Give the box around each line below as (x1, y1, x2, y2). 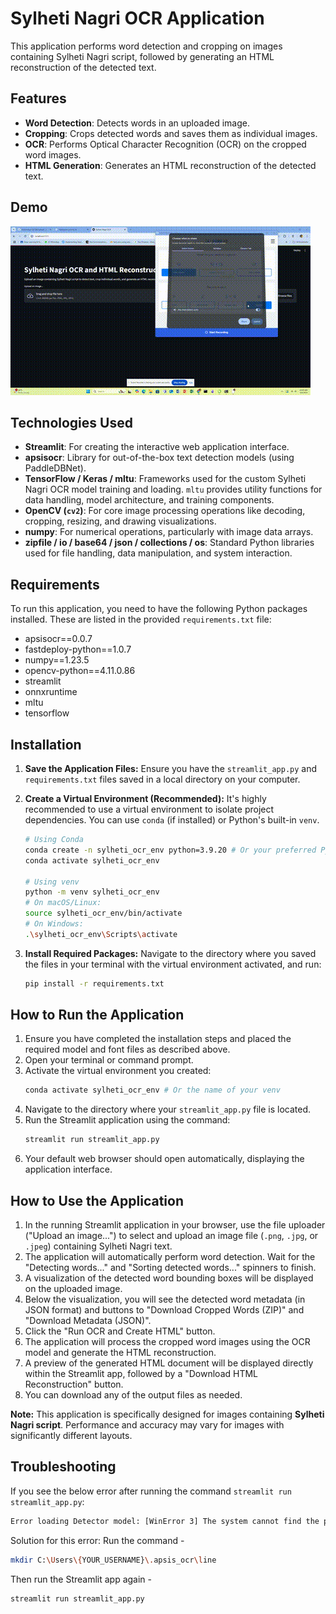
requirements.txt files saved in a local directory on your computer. (24, 773, 301, 785)
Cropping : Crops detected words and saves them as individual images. (24, 127, 318, 139)
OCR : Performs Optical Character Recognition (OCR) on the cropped (24, 138, 307, 150)
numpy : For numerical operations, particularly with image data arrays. (24, 526, 314, 538)
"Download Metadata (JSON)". (24, 1315, 152, 1326)
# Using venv (24, 877, 80, 887)
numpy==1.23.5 (24, 654, 90, 666)
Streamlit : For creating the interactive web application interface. (24, 441, 290, 453)
